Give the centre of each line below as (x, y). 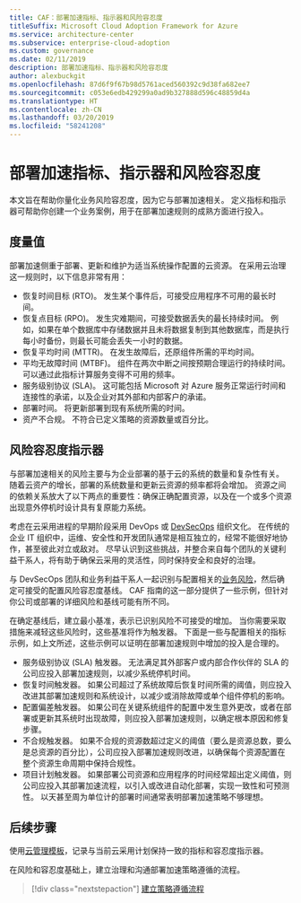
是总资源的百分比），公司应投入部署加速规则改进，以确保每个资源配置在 (154, 751)
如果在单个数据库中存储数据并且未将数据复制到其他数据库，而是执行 (163, 329)
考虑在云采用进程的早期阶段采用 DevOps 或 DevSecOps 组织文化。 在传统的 (149, 526)
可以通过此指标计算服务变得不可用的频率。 (101, 374)
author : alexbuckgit (48, 76)
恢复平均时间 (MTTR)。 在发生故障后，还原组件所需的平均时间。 (141, 352)
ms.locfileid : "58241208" (57, 127)
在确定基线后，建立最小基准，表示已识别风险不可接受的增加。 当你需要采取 (148, 620)
